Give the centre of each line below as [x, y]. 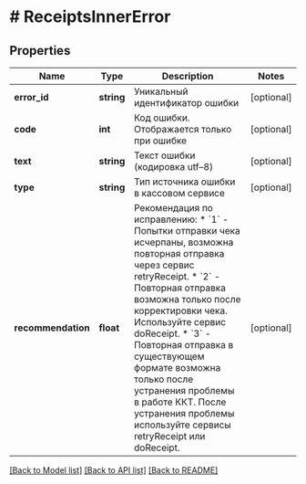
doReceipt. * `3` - [172, 333]
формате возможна [177, 368]
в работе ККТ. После [180, 402]
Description [188, 76]
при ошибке [160, 141]
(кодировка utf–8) [173, 167]
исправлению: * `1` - [181, 219]
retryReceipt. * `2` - [177, 276]
